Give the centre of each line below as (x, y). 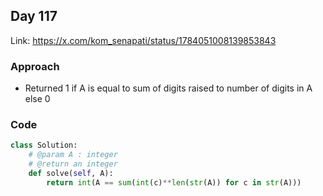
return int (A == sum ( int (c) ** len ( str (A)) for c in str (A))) (174, 182)
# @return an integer (73, 164)
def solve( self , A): (71, 174)
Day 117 (34, 16)
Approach (35, 66)
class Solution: (44, 145)
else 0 (37, 99)
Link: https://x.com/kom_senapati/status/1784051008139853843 (143, 40)
